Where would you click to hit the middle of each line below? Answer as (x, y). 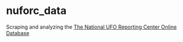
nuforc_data (36, 11)
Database (18, 33)
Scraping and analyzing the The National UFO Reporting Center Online (91, 27)
